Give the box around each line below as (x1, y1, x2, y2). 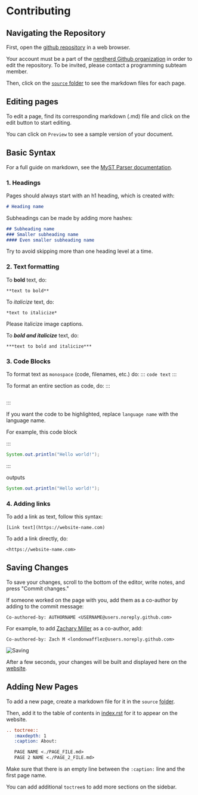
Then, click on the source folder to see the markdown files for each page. (6, 79, 186, 86)
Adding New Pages (6, 682, 79, 692)
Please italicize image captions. (6, 320, 83, 327)
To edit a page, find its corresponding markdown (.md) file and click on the (6, 112, 190, 120)
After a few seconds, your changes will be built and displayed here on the (6, 658, 187, 666)
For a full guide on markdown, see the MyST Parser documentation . (6, 163, 173, 171)
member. (6, 68, 28, 75)
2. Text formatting (6, 262, 60, 271)
